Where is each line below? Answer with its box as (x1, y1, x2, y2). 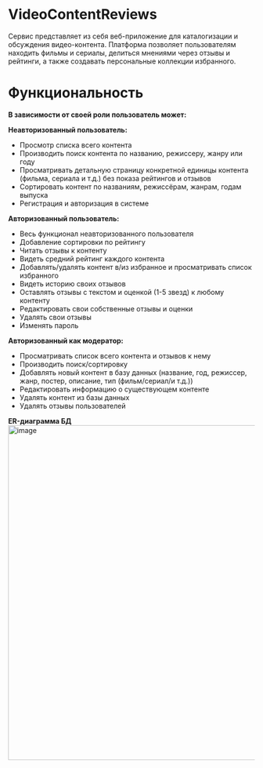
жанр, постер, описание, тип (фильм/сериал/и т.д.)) (19, 376, 193, 385)
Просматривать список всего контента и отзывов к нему (19, 351, 211, 360)
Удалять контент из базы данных (19, 392, 130, 402)
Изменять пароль (19, 320, 79, 330)
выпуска (19, 190, 49, 199)
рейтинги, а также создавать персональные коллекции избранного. (8, 56, 236, 66)
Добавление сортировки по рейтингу (19, 237, 146, 246)
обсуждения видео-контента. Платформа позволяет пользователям (8, 39, 236, 49)
